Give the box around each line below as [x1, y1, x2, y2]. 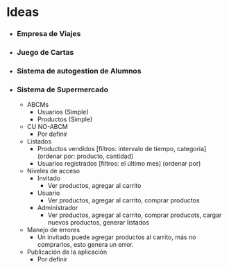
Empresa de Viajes [16, 29, 81, 39]
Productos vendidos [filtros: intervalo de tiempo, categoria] [37, 145, 207, 153]
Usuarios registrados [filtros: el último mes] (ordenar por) [37, 159, 201, 168]
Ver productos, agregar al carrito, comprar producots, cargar [47, 211, 222, 219]
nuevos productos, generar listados [47, 218, 150, 227]
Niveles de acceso [26, 167, 80, 175]
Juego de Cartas [16, 48, 74, 58]
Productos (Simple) [37, 115, 93, 123]
